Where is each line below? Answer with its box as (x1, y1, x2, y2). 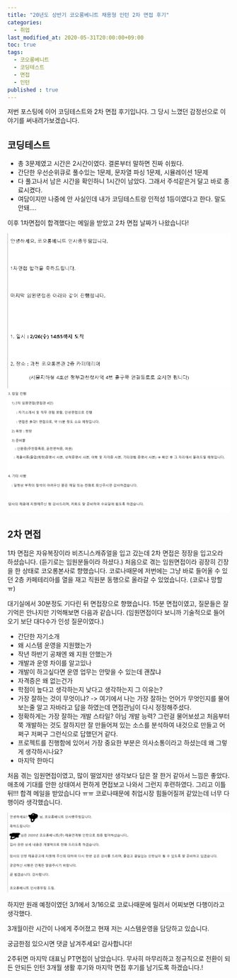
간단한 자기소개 (17, 632, 60, 640)
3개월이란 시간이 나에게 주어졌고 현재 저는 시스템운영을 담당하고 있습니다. (7, 924, 210, 933)
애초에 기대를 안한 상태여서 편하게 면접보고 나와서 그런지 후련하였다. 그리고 (7, 780, 214, 789)
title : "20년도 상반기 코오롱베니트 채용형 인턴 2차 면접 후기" (7, 11, 170, 18)
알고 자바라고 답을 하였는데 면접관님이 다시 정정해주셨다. (36, 703, 192, 711)
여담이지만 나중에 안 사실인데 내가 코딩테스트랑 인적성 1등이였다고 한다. (17, 195, 214, 204)
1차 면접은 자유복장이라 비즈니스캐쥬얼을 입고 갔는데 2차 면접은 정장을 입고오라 (7, 548, 224, 557)
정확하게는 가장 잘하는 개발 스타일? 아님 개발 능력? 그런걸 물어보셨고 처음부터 (17, 711, 230, 720)
